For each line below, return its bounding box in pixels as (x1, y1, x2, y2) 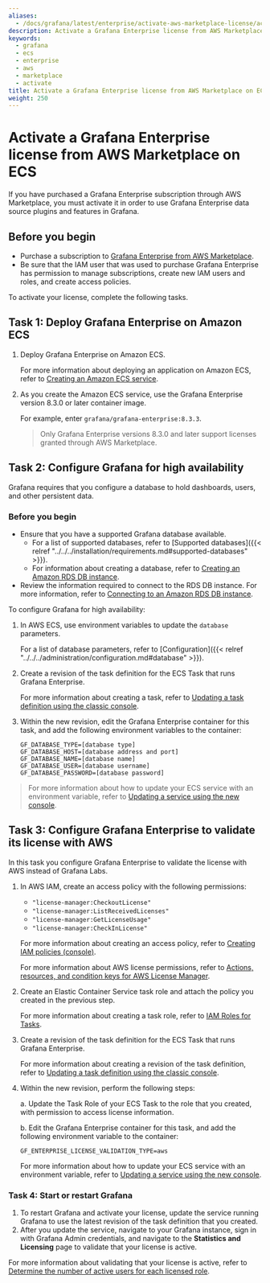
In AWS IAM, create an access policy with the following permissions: (19, 882, 247, 891)
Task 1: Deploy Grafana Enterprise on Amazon (8, 315, 243, 330)
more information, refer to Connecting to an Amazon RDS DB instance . (19, 589, 253, 598)
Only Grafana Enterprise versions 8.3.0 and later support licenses (39, 429, 257, 438)
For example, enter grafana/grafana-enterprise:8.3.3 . (19, 413, 202, 423)
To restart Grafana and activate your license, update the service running (19, 1208, 260, 1218)
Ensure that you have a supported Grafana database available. (19, 528, 227, 539)
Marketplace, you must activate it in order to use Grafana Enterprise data (8, 198, 250, 208)
